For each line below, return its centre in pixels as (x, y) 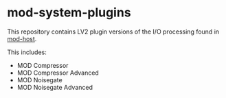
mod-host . (22, 38)
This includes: (27, 52)
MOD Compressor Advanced (58, 73)
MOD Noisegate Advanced (55, 87)
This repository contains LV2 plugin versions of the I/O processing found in (113, 32)
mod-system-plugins (69, 13)
